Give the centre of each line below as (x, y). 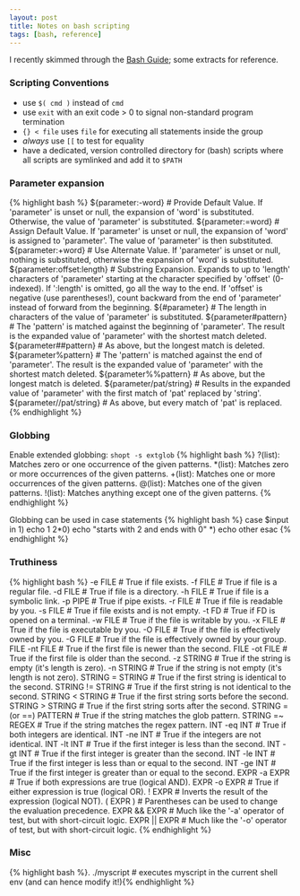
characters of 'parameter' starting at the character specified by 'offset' (140, 278)
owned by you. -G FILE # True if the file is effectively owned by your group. (148, 639)
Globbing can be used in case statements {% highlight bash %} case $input (149, 520)
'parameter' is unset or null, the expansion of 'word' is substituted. (132, 212)
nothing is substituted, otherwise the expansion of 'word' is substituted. (141, 259)
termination (43, 121)
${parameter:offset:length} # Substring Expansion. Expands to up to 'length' (150, 269)
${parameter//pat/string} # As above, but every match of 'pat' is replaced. (146, 402)
